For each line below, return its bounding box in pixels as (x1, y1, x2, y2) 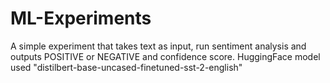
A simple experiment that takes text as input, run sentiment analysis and (10, 40, 307, 52)
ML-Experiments (10, 7, 152, 30)
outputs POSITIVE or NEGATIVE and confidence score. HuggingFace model (10, 50, 321, 62)
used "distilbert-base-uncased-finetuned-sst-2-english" (10, 61, 243, 73)
